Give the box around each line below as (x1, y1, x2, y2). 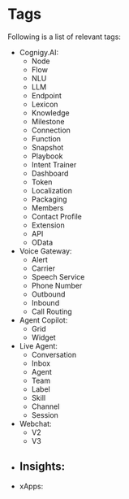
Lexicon (31, 99, 58, 109)
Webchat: (19, 419, 52, 428)
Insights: (19, 460, 66, 474)
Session (31, 410, 58, 419)
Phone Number (31, 280, 83, 290)
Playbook (31, 151, 63, 161)
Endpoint (31, 90, 62, 100)
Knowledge (31, 107, 70, 118)
